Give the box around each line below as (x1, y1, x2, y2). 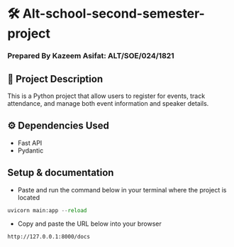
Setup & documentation (7, 167, 114, 179)
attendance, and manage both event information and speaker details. (7, 99, 209, 107)
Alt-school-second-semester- (22, 6, 206, 22)
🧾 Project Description (7, 72, 104, 85)
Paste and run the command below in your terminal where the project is (17, 185, 227, 194)
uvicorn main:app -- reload (7, 207, 87, 214)
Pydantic (17, 146, 44, 155)
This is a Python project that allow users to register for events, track (7, 92, 206, 100)
